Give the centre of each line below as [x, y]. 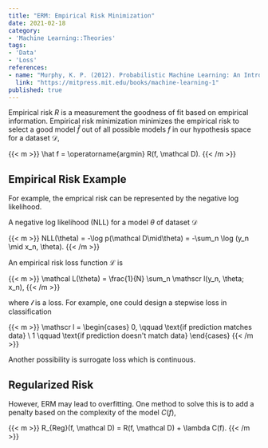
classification [30, 311]
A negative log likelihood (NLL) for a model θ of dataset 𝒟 [103, 222]
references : [28, 68]
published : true [35, 90]
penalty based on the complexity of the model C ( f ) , [93, 412]
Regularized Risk [51, 385]
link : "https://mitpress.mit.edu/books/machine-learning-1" [117, 82]
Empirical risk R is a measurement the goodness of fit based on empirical [128, 113]
